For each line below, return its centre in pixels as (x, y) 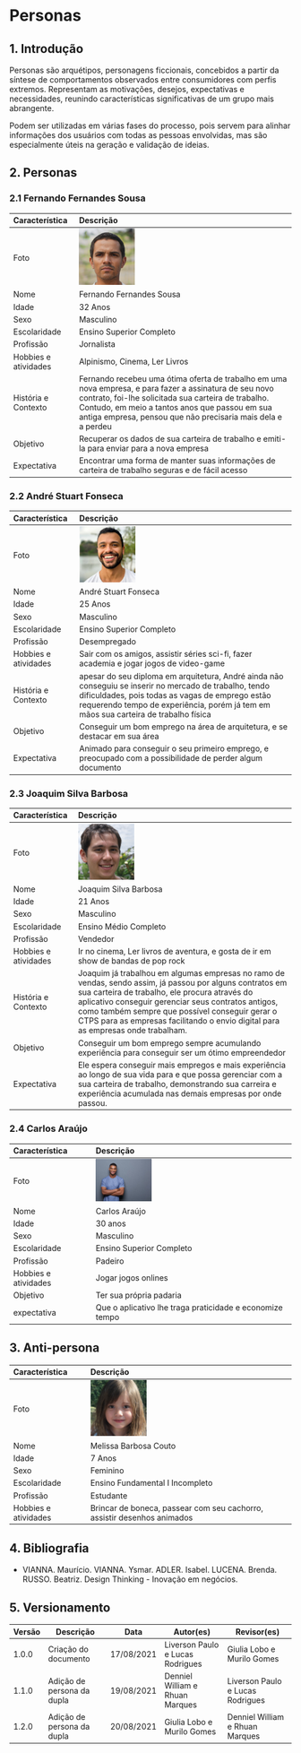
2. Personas (43, 173)
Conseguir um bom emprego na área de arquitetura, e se (184, 726)
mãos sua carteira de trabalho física (146, 714)
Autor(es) (192, 1631)
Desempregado (108, 642)
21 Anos (94, 902)
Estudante (109, 1495)
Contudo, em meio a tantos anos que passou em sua (176, 407)
